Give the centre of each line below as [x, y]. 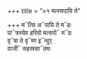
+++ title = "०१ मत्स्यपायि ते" [44, 11]
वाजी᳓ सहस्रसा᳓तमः [29, 48]
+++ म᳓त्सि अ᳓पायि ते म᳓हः [40, 25]
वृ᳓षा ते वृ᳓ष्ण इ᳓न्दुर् [30, 41]
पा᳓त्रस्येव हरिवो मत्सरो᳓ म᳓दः [40, 33]
